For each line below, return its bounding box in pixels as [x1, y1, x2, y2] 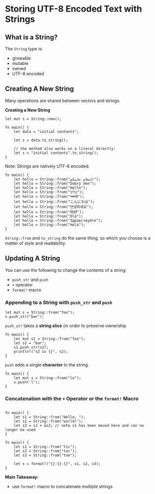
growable [12, 55, 31, 61]
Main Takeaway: [5, 474, 39, 480]
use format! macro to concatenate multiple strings [12, 484, 113, 490]
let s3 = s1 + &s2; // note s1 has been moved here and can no [14, 423, 144, 428]
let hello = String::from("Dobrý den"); [14, 181, 96, 186]
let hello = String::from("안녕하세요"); [14, 204, 93, 209]
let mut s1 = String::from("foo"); [14, 336, 86, 341]
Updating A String [5, 254, 61, 263]
